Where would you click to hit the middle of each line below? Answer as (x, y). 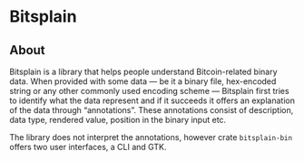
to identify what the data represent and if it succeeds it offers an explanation (152, 100)
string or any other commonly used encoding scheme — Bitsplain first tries (149, 91)
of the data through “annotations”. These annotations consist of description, (152, 110)
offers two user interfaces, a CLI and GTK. (88, 147)
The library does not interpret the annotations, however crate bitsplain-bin (151, 137)
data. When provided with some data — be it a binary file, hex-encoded (143, 81)
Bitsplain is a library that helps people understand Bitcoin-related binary (144, 71)
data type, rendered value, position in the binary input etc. (118, 120)
